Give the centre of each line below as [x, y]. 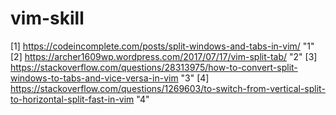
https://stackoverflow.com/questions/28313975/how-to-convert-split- [154, 67]
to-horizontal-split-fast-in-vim [72, 99]
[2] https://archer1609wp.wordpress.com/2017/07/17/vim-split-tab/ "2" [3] [164, 56]
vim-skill [47, 18]
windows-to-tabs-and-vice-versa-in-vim [94, 78]
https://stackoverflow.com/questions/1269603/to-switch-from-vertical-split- [168, 88]
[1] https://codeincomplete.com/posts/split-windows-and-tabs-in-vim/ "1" [162, 46]
